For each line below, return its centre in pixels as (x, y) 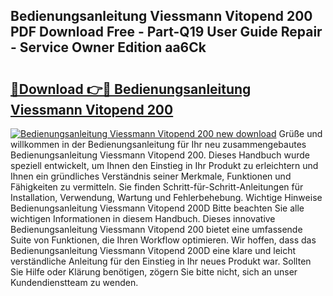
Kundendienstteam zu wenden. (74, 282)
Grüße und (300, 133)
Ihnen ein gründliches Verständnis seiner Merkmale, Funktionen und (151, 176)
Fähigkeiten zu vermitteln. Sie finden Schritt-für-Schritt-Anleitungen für (157, 187)
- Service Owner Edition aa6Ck (108, 47)
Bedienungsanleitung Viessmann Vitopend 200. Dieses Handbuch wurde (160, 155)
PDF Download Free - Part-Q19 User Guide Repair (166, 32)
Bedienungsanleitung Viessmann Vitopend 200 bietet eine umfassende (156, 229)
